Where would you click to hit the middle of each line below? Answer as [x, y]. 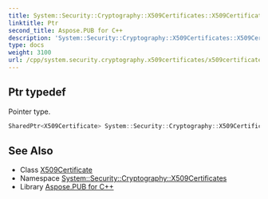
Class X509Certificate [56, 170]
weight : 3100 [30, 53]
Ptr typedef [37, 92]
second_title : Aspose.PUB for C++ [66, 30]
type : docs [26, 45]
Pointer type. [30, 111]
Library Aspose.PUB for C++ [67, 187]
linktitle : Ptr [33, 23]
